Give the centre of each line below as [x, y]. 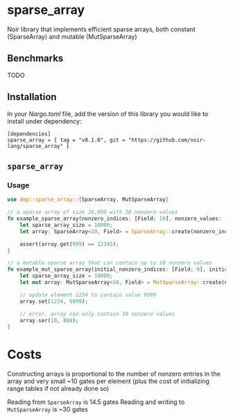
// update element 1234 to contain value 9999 [88, 295]
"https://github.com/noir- [167, 140]
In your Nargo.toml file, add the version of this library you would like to [108, 114]
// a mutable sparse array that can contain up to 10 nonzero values [110, 263]
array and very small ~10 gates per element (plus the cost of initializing [109, 381]
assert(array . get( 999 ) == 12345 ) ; [69, 244]
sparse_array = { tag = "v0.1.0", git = [67, 140]
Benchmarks [35, 59]
